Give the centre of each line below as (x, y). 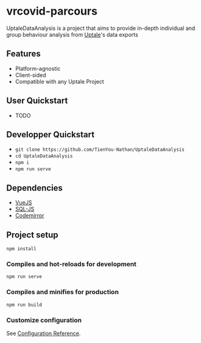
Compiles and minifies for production (62, 292)
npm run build (24, 305)
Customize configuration (44, 320)
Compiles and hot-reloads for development (72, 264)
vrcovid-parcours (52, 11)
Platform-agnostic (38, 68)
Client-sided (31, 75)
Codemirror (30, 215)
